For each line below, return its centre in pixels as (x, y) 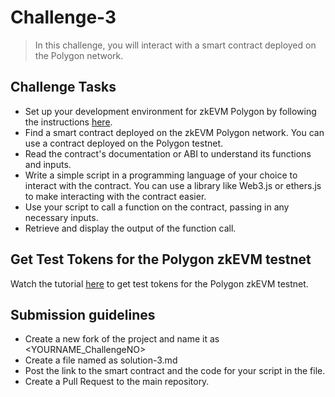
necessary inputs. (61, 217)
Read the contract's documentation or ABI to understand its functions (168, 153)
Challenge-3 (63, 17)
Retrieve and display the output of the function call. (130, 228)
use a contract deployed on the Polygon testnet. (124, 143)
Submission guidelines (83, 314)
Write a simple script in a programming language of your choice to (161, 175)
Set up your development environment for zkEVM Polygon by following (170, 111)
